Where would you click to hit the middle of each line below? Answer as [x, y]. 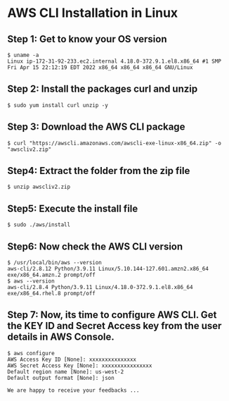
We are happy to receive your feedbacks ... [73, 390]
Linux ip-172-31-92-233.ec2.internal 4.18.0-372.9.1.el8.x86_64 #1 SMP [114, 61]
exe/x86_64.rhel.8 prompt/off [52, 294]
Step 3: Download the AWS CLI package [96, 127]
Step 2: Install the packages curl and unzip [103, 89]
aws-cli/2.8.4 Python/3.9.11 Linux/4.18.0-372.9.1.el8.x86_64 [100, 288]
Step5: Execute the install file [73, 208]
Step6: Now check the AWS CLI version [95, 246]
